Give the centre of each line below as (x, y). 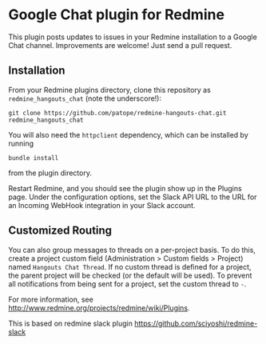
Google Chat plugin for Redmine (117, 15)
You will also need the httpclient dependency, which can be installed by (129, 134)
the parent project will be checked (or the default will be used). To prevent (130, 275)
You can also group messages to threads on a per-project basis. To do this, (132, 250)
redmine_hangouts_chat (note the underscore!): (85, 98)
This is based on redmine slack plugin (71, 323)
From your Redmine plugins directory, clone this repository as (110, 90)
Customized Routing (60, 231)
